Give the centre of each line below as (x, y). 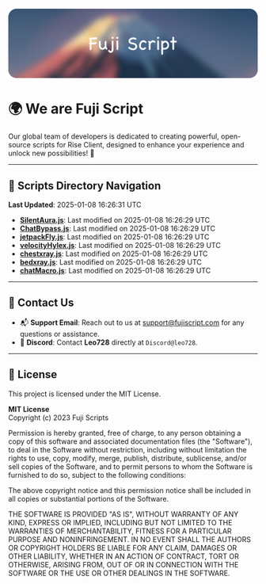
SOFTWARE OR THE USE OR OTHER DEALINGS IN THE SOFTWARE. (119, 573)
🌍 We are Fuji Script (76, 109)
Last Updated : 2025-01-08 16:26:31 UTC (75, 205)
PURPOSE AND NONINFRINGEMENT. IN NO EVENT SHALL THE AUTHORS (130, 539)
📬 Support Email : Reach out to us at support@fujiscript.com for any (132, 323)
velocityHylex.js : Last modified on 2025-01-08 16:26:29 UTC (120, 246)
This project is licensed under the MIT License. (85, 394)
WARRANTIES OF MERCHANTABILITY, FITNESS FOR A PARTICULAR (120, 531)
